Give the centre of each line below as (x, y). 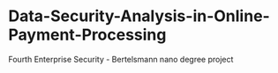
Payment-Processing (87, 35)
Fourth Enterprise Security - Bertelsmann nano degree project (121, 59)
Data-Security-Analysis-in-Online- (139, 16)
